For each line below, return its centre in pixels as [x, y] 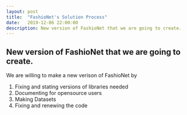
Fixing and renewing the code [51, 106]
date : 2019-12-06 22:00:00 [42, 22]
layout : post [22, 11]
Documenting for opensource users [58, 93]
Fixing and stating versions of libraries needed [72, 87]
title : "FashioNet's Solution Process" [57, 17]
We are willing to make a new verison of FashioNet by [72, 75]
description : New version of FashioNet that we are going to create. [94, 28]
